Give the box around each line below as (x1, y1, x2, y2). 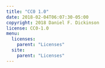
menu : (6, 31, 20, 37)
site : (11, 47, 26, 53)
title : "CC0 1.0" (6, 8, 49, 15)
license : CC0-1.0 (6, 25, 49, 31)
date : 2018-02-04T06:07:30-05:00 (6, 14, 89, 20)
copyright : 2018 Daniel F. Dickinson (6, 20, 100, 25)
